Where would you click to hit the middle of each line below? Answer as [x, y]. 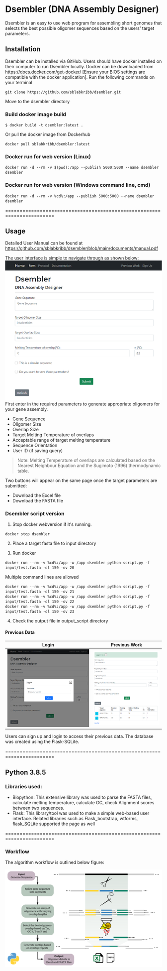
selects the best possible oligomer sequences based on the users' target [80, 28]
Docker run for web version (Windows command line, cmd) [78, 185]
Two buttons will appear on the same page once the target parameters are [81, 481]
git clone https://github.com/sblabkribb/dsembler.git [63, 92]
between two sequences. [38, 808]
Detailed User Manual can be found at [44, 243]
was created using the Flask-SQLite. [42, 742]
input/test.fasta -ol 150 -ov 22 [40, 602]
